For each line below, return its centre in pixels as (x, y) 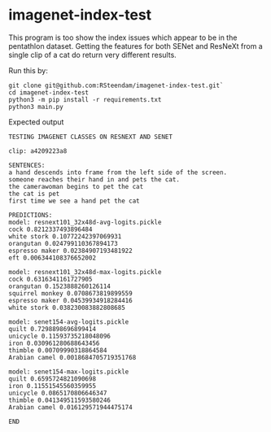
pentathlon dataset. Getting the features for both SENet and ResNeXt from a (135, 46)
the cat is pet (34, 194)
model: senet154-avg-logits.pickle (69, 322)
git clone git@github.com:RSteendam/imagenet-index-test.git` (116, 85)
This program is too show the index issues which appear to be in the (123, 37)
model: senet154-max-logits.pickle (69, 372)
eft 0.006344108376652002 (52, 258)
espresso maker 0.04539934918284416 (70, 300)
